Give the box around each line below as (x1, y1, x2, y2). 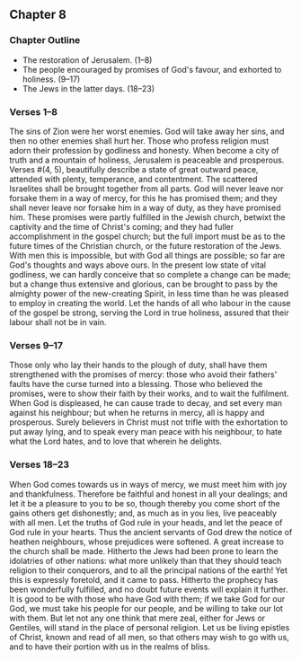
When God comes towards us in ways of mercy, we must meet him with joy (9, 479, 288, 489)
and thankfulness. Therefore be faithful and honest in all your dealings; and (9, 489, 288, 499)
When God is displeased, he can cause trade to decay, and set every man (9, 398, 283, 409)
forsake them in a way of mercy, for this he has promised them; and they (9, 192, 278, 203)
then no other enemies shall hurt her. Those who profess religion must (9, 135, 270, 146)
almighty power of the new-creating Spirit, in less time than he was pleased (9, 287, 289, 299)
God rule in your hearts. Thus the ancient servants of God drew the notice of (9, 526, 293, 537)
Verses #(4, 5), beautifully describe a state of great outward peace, (9, 163, 259, 174)
